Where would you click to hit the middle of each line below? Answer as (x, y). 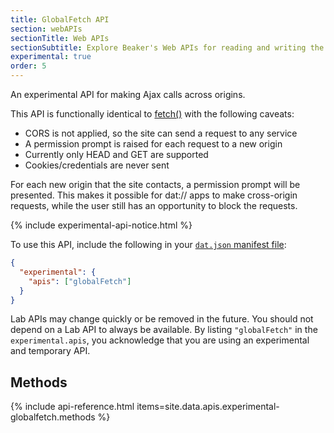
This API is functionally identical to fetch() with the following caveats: (152, 114)
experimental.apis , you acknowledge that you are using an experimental (160, 340)
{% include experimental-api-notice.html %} (101, 225)
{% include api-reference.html (72, 407)
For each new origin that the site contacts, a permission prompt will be (155, 184)
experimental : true (51, 57)
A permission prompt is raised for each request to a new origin (153, 144)
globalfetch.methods (53, 417)
